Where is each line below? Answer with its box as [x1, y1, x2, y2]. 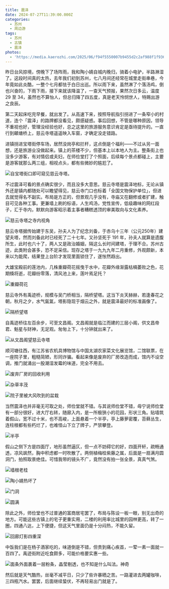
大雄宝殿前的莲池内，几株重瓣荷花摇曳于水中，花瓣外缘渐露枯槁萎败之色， [5, 264, 159, 270]
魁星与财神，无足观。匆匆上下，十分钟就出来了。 [14, 326, 116, 332]
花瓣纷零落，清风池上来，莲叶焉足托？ [27, 270, 107, 277]
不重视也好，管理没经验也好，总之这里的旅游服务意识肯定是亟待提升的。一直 [5, 124, 164, 130]
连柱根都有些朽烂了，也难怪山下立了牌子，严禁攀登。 [5, 422, 116, 428]
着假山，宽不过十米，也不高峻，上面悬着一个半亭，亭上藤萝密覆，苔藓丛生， [5, 416, 164, 422]
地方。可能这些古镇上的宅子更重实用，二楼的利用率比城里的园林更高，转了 [5, 516, 159, 522]
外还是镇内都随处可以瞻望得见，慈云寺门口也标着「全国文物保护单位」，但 [5, 188, 157, 194]
